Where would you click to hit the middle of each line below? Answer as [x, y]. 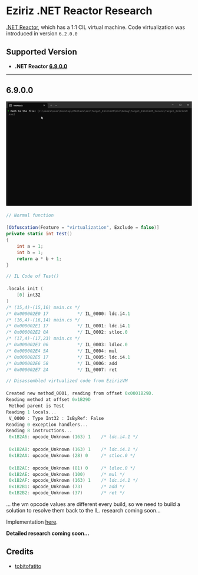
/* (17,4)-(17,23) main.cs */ [43, 339]
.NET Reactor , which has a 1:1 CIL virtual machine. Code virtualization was [96, 27]
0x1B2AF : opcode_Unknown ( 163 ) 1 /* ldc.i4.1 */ [73, 481]
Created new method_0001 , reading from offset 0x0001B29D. [80, 393]
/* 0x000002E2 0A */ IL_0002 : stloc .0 [67, 332]
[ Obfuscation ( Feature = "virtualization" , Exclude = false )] [83, 228]
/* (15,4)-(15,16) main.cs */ [43, 307]
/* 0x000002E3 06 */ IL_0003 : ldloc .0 [67, 345]
